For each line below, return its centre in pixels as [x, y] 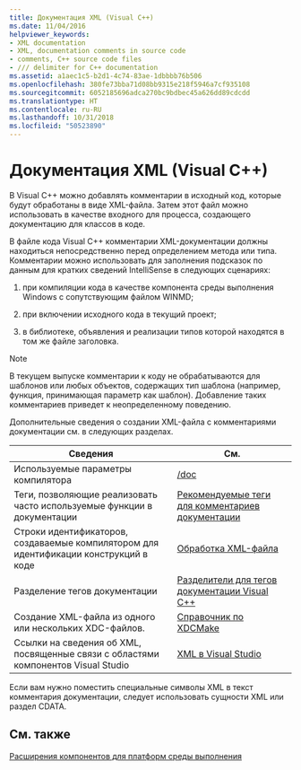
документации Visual [223, 591]
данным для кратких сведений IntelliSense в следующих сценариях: [140, 269]
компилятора [43, 479]
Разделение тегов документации [86, 591]
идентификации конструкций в [81, 554]
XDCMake [198, 627]
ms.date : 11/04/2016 [48, 26]
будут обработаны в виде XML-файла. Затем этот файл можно [129, 205]
